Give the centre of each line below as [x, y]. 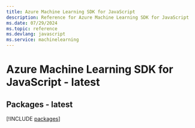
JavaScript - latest [53, 82]
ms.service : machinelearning [43, 40]
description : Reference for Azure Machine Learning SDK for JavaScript [97, 17]
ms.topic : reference [32, 29]
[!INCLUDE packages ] [33, 119]
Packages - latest [40, 104]
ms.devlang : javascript [36, 34]
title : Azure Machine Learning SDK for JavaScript [71, 12]
